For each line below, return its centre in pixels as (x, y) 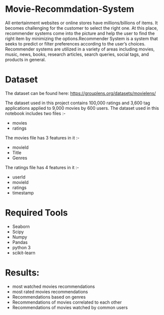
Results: (22, 272)
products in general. (25, 59)
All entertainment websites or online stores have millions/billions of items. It (82, 23)
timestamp (23, 193)
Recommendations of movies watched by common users (70, 307)
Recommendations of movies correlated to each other (67, 302)
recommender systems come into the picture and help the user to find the (80, 33)
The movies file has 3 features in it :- (42, 137)
